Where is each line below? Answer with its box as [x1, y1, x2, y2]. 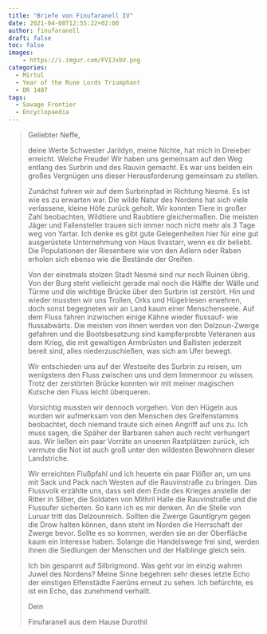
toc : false [8, 42, 45, 50]
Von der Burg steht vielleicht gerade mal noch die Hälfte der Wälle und [27, 279, 259, 287]
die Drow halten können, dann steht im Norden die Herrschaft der [27, 520, 243, 529]
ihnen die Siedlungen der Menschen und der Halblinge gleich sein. [27, 545, 247, 555]
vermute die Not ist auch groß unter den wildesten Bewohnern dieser [27, 445, 255, 454]
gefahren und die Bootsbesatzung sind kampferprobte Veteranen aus [27, 329, 256, 339]
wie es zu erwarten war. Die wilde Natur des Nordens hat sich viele [27, 195, 249, 204]
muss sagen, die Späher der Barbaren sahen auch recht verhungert [27, 428, 250, 438]
